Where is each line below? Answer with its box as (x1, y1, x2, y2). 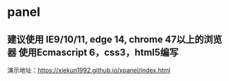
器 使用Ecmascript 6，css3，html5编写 (7, 46, 179, 58)
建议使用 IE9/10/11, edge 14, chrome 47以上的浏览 (7, 33, 223, 45)
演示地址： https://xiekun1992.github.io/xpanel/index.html (7, 66, 171, 74)
